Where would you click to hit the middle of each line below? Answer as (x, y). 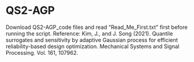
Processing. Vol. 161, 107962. (42, 52)
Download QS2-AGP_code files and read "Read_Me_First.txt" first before (97, 27)
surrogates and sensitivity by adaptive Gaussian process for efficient (92, 40)
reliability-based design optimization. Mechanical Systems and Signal (93, 46)
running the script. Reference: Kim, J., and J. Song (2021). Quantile (89, 33)
